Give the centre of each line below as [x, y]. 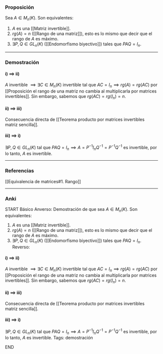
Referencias [20, 171]
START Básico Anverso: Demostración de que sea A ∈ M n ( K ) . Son [71, 210]
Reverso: [21, 247]
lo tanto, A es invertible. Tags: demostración [49, 338]
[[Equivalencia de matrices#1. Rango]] [43, 181]
